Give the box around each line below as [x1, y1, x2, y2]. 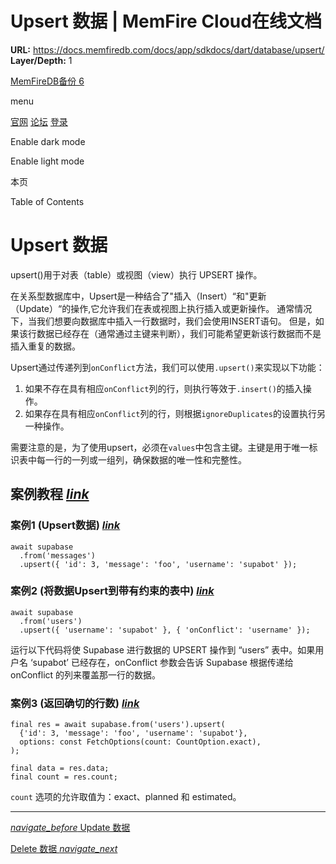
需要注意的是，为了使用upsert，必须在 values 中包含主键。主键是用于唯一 [10, 441, 310, 453]
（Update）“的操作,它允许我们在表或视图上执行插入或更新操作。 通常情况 [10, 302, 313, 314]
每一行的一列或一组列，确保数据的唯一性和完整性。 [36, 453, 247, 466]
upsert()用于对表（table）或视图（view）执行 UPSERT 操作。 [10, 268, 263, 281]
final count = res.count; [10, 772, 118, 782]
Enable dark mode [10, 135, 86, 147]
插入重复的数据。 [10, 340, 81, 352]
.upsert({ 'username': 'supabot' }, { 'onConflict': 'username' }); [19, 625, 311, 635]
